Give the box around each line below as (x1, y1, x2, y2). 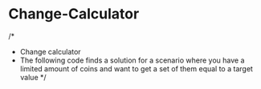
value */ (19, 72, 47, 82)
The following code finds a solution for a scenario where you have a (19, 55, 245, 65)
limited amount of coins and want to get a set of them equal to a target (19, 63, 253, 73)
